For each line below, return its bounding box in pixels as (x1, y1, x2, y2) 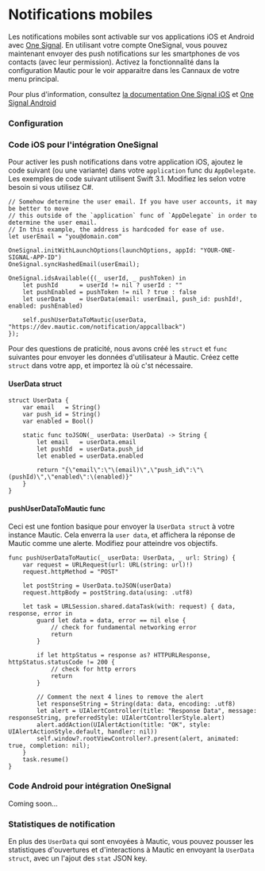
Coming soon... (8, 799, 58, 808)
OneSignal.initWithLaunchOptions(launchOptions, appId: (8, 246, 197, 255)
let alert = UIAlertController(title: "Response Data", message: (36, 706, 258, 714)
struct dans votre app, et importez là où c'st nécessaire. (8, 361, 194, 370)
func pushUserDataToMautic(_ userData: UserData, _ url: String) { (8, 554, 236, 562)
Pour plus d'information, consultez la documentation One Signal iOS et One (8, 89, 254, 99)
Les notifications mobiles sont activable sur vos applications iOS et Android (8, 32, 255, 41)
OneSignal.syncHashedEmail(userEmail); (8, 261, 140, 269)
